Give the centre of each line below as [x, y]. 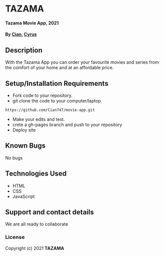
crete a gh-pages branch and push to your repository [67, 124]
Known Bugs [25, 146]
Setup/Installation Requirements [57, 83]
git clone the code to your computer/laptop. [57, 101]
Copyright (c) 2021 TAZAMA [35, 248]
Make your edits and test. [38, 119]
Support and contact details [49, 212]
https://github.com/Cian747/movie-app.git [50, 110]
